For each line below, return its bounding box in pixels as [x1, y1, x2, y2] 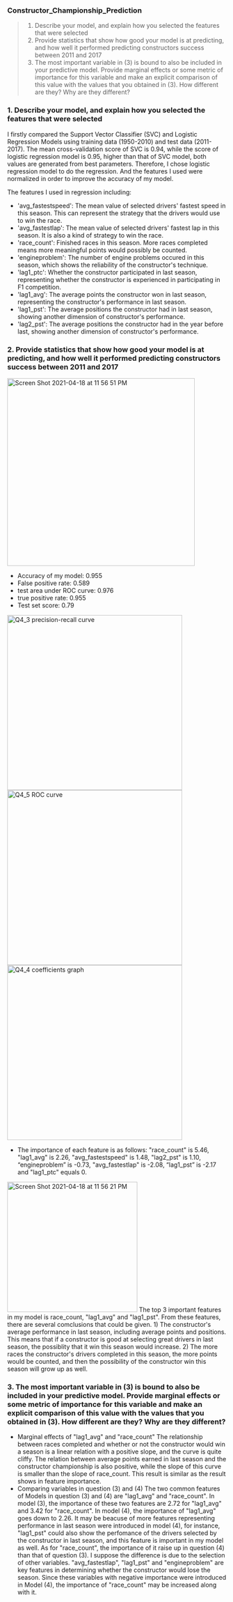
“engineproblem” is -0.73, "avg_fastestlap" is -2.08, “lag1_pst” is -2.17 [17, 1160, 217, 1169]
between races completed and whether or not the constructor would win [17, 1440, 226, 1449]
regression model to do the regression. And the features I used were [7, 166, 203, 176]
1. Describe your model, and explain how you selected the [7, 105, 206, 115]
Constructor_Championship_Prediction [7, 6, 143, 15]
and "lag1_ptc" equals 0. [17, 1167, 87, 1176]
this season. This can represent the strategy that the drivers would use [17, 208, 220, 217]
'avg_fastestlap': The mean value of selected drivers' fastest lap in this [17, 224, 220, 232]
